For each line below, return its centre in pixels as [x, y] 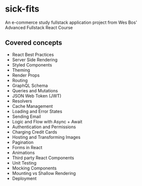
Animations [23, 152]
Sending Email [27, 116]
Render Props [26, 75]
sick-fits [22, 9]
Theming [21, 70]
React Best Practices [33, 54]
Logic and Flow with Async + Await [47, 121]
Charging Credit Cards [35, 132]
